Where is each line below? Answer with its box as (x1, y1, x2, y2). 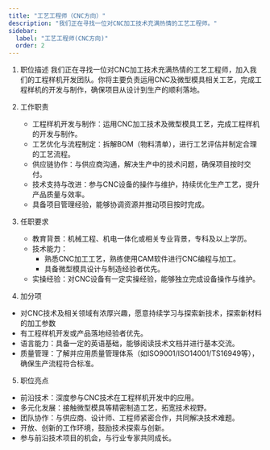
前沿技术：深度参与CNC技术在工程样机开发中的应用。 (19, 393, 199, 403)
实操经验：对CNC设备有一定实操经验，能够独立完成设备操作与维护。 (31, 275, 260, 284)
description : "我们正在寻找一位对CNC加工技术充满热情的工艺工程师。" (8, 19, 218, 27)
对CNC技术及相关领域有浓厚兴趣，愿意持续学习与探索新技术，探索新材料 (19, 308, 262, 318)
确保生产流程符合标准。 (19, 359, 98, 369)
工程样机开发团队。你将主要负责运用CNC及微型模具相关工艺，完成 (34, 75, 255, 85)
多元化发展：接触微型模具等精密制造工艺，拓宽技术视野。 (19, 403, 211, 413)
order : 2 (15, 42, 45, 50)
